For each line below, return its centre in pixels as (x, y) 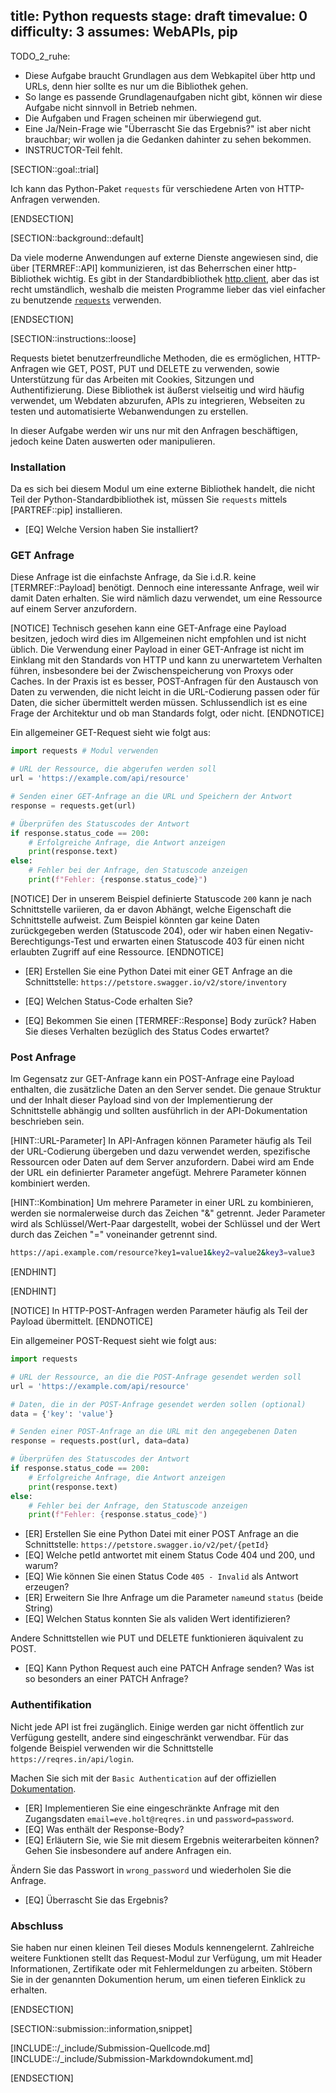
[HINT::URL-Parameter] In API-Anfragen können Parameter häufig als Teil (161, 1141)
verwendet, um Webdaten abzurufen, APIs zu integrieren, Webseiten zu (158, 400)
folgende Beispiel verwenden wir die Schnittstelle (112, 1748)
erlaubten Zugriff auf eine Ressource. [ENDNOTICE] (117, 951)
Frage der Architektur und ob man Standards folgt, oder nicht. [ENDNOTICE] (167, 713)
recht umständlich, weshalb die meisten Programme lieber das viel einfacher (168, 289)
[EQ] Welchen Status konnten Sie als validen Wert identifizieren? (157, 1619)
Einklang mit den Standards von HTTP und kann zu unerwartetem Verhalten (166, 660)
